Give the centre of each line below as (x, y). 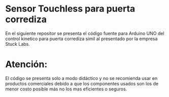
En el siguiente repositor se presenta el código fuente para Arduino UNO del (85, 33)
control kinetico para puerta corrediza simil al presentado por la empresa (81, 39)
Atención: (26, 65)
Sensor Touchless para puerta (70, 9)
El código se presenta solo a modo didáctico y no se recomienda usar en (81, 78)
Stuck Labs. (18, 44)
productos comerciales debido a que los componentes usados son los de (82, 83)
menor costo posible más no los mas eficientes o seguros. (66, 89)
